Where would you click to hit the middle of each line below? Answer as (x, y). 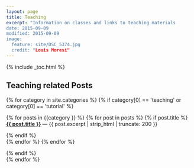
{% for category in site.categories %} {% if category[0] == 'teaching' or (94, 100)
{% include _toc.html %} (36, 67)
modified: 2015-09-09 (33, 34)
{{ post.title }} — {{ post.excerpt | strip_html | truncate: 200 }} (82, 124)
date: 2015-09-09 (28, 28)
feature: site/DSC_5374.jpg (46, 45)
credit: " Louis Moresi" (41, 50)
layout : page (22, 12)
